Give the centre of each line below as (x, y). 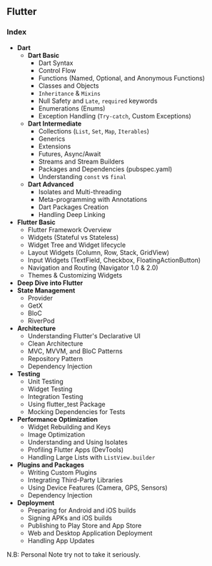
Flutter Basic (36, 222)
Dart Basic (44, 55)
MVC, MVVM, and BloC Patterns (75, 351)
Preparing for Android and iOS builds (82, 510)
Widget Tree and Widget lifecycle (77, 245)
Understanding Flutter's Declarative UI (84, 335)
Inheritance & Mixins (69, 93)
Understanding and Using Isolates (77, 442)
